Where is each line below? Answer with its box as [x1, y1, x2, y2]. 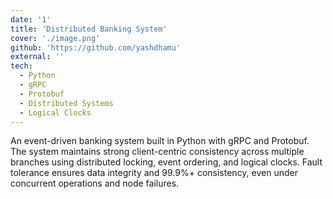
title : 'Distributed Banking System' [10, 24, 168, 34]
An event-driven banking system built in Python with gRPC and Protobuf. [10, 135, 310, 147]
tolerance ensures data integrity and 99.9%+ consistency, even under [10, 167, 298, 179]
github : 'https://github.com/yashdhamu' [10, 42, 182, 53]
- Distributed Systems [19, 98, 114, 108]
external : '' [10, 52, 65, 62]
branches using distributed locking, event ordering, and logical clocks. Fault [10, 156, 323, 168]
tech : [10, 61, 33, 71]
